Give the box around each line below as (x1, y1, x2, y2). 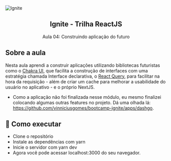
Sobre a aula (5, 48, 46, 57)
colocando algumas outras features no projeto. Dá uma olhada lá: (12, 99, 151, 105)
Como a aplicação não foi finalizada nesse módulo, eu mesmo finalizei (12, 94, 161, 100)
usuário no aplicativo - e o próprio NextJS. (5, 84, 95, 90)
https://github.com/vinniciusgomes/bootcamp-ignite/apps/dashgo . (12, 105, 154, 111)
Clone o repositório (12, 133, 54, 139)
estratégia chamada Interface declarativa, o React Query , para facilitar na (5, 73, 160, 79)
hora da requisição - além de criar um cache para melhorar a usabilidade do (5, 78, 166, 84)
